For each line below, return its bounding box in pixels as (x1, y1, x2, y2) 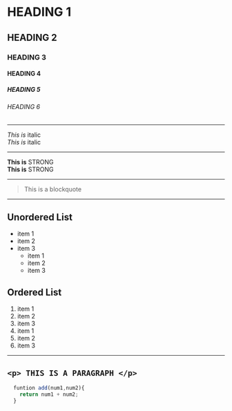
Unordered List (7, 211, 72, 223)
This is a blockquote (23, 184, 81, 193)
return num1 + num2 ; (19, 391, 79, 398)
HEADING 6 (7, 103, 40, 111)
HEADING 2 (7, 32, 57, 44)
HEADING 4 (7, 70, 41, 78)
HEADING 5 (7, 85, 41, 93)
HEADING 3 (7, 52, 46, 62)
